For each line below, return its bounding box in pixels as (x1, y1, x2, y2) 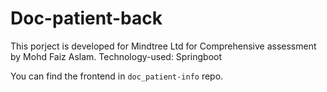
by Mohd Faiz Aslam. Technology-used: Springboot (10, 50, 223, 62)
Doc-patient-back (10, 7, 163, 30)
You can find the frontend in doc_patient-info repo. (10, 70, 224, 82)
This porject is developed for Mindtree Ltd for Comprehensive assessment (10, 40, 317, 52)
